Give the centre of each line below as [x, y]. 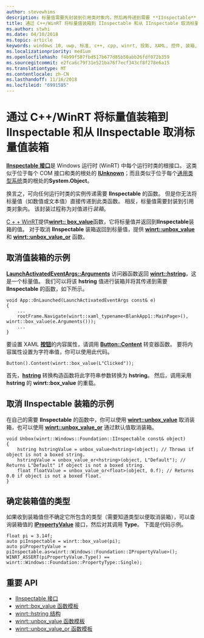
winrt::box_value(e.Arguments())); [51, 321]
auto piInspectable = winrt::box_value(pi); [63, 541]
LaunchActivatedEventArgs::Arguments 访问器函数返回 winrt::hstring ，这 [101, 273]
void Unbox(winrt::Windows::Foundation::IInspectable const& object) [96, 439]
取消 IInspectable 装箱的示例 [60, 404]
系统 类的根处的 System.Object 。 [52, 180]
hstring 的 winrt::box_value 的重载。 [53, 382]
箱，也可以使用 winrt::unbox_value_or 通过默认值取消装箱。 [82, 427]
